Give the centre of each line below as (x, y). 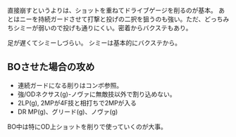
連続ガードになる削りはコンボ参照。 (70, 85)
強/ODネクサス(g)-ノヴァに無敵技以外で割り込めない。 (97, 94)
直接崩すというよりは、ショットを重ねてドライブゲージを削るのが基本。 (112, 10)
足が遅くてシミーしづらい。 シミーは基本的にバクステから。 (94, 43)
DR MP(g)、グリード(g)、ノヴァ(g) (68, 112)
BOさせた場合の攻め (51, 67)
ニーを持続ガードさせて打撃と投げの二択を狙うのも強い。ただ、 (112, 19)
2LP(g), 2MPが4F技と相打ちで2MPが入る (77, 103)
